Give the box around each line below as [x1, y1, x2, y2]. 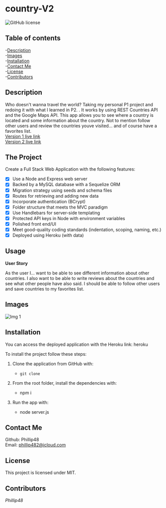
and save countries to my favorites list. [5, 285, 84, 292]
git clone [19, 371, 41, 376]
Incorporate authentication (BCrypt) [12, 198, 86, 205]
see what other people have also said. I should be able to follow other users [5, 280, 160, 286]
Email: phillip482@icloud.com [5, 442, 66, 448]
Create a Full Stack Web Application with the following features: [5, 166, 136, 172]
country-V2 [5, 3, 54, 14]
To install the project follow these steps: [5, 351, 87, 357]
